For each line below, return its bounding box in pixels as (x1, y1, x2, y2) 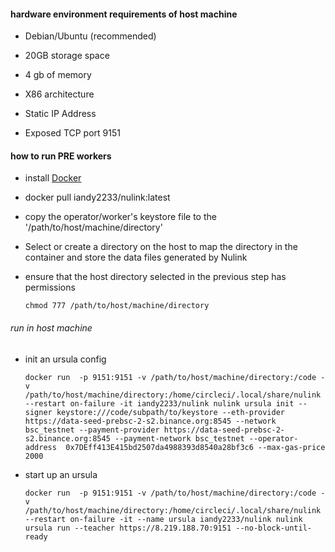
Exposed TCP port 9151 (24, 127, 121, 139)
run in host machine (10, 322, 93, 334)
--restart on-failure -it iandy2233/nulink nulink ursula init (24, 398, 295, 409)
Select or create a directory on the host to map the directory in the (24, 241, 298, 253)
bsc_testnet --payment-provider (24, 425, 160, 435)
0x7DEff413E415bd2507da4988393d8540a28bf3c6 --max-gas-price (65, 442, 326, 452)
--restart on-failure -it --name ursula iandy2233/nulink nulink (24, 514, 303, 524)
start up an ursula (24, 468, 98, 480)
